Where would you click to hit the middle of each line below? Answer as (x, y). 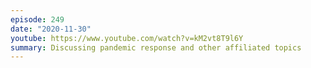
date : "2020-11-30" (51, 29)
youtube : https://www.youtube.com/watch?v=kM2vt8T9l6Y (127, 38)
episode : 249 (37, 19)
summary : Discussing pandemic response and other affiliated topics (156, 47)
